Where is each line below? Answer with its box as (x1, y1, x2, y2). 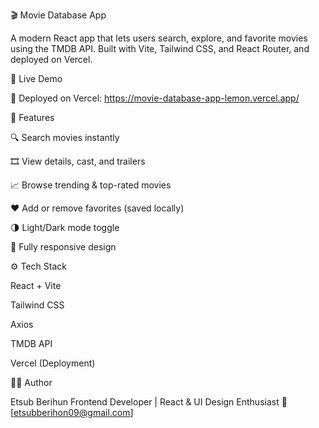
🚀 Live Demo (10, 73, 63, 84)
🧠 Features (10, 112, 55, 123)
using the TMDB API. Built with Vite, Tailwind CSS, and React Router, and (10, 43, 310, 54)
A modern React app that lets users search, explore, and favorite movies (10, 32, 308, 44)
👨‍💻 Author (10, 377, 53, 388)
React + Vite (10, 280, 62, 291)
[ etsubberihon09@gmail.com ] (10, 407, 134, 418)
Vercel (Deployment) (10, 357, 96, 369)
